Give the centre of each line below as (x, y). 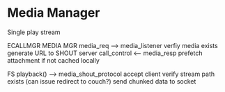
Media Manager (54, 13)
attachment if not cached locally (53, 60)
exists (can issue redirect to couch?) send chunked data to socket (102, 81)
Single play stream (34, 32)
